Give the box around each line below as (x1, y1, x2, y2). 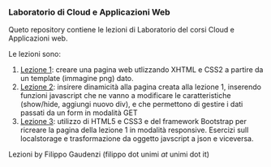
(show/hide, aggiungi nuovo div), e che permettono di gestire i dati (19, 100, 243, 109)
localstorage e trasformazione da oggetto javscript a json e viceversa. (19, 134, 254, 143)
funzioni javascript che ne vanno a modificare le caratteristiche (19, 91, 231, 101)
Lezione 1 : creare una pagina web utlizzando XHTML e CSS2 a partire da (19, 65, 264, 75)
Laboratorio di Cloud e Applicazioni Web (8, 6, 170, 18)
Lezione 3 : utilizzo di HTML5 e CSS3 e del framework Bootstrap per (19, 117, 247, 126)
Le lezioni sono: (8, 49, 61, 59)
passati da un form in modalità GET (19, 108, 138, 118)
